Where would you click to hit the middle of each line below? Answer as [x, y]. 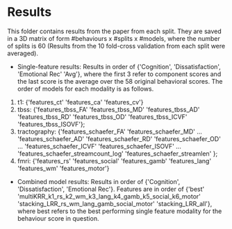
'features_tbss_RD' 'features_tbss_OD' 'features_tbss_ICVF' [102, 117]
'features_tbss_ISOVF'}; [51, 124]
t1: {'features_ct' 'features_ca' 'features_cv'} [80, 102]
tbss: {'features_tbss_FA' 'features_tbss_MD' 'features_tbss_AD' [108, 109]
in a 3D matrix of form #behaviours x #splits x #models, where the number [114, 38]
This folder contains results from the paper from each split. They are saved [115, 31]
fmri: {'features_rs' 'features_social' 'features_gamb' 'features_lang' [114, 161]
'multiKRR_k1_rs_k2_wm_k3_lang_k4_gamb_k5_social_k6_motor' [109, 196]
